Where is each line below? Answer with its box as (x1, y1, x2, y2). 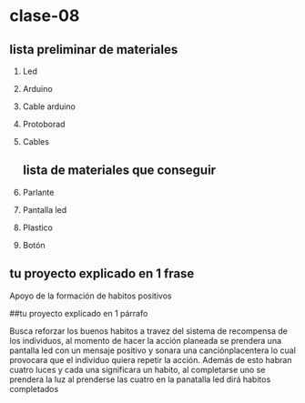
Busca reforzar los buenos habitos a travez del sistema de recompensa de (9, 325, 289, 337)
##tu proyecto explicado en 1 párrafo (9, 307, 148, 318)
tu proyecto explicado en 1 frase (9, 266, 195, 282)
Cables (22, 136, 50, 146)
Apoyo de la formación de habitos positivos (9, 290, 172, 301)
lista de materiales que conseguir (22, 163, 217, 178)
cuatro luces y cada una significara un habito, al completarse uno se (9, 364, 266, 375)
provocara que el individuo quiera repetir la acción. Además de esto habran (9, 354, 292, 365)
